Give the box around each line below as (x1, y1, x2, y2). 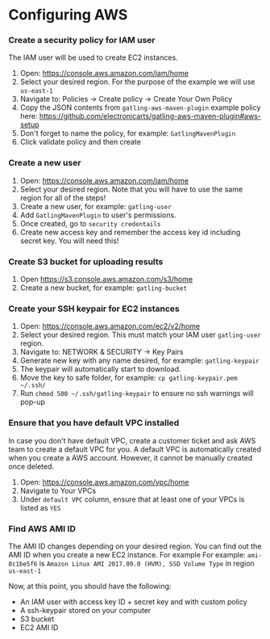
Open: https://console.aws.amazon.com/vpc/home (19, 477, 189, 486)
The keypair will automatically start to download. (19, 364, 181, 374)
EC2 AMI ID (19, 622, 59, 632)
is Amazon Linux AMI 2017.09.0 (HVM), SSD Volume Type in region (39, 558, 255, 568)
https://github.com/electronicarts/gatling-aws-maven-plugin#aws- (39, 111, 262, 121)
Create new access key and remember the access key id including (19, 227, 241, 237)
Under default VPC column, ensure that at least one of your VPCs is (19, 494, 245, 504)
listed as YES (19, 502, 61, 512)
